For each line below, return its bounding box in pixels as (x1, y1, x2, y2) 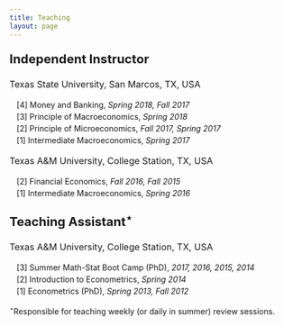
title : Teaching (9, 13, 70, 23)
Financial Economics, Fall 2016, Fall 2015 (29, 176, 181, 186)
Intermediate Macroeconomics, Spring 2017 (27, 134, 190, 145)
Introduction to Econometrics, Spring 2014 (29, 274, 187, 285)
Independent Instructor (9, 50, 150, 67)
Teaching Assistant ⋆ (9, 211, 133, 230)
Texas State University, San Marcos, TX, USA (9, 77, 201, 90)
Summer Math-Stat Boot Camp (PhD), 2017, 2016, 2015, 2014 (29, 262, 255, 273)
